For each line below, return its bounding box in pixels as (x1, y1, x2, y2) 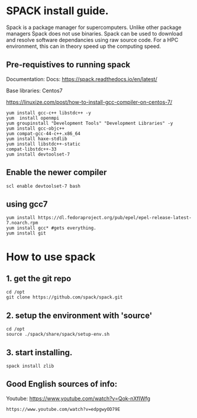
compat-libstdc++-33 (6, 146, 57, 152)
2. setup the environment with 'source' (6, 310, 153, 320)
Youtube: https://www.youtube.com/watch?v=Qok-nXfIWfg (6, 395, 151, 402)
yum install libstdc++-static (6, 141, 81, 147)
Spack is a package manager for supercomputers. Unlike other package (6, 24, 182, 31)
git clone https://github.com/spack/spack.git (6, 294, 123, 300)
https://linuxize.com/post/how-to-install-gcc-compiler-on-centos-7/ (6, 98, 173, 105)
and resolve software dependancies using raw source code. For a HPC (6, 36, 179, 43)
